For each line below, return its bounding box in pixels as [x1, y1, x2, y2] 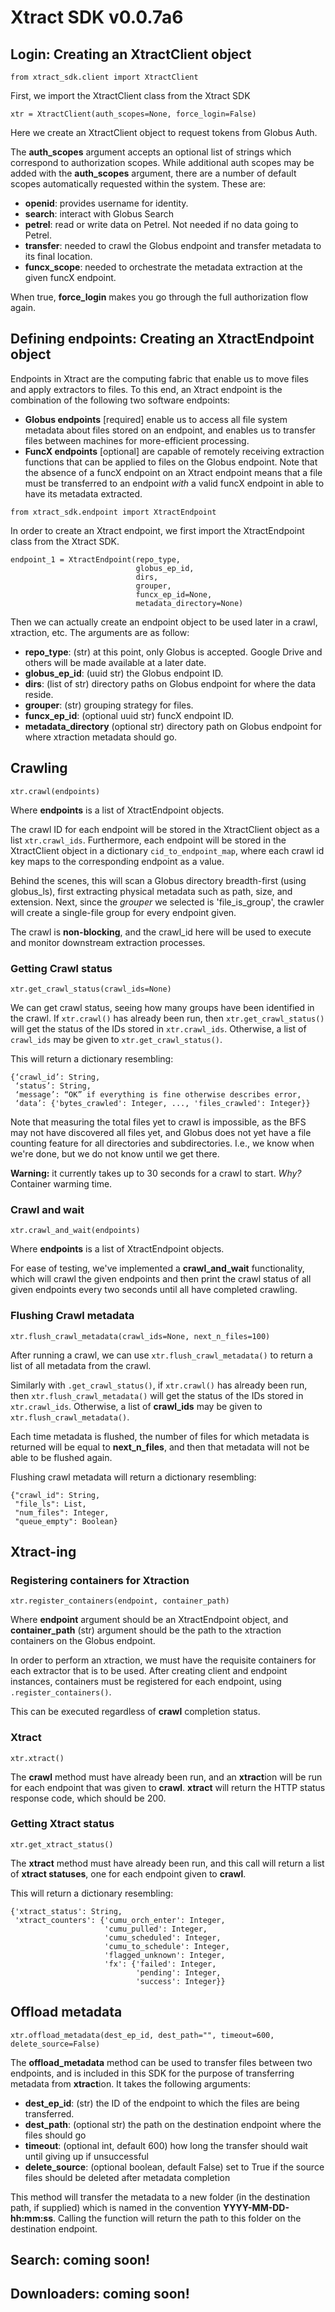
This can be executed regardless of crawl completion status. [10, 1706, 261, 1718]
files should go [24, 2129, 87, 2141]
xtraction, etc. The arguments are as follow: [10, 626, 190, 638]
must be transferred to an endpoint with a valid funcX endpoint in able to [24, 477, 325, 489]
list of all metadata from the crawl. [10, 1359, 152, 1371]
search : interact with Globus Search [24, 208, 174, 220]
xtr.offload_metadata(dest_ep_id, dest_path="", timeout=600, [10, 2030, 275, 2040]
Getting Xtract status [10, 1817, 115, 1831]
